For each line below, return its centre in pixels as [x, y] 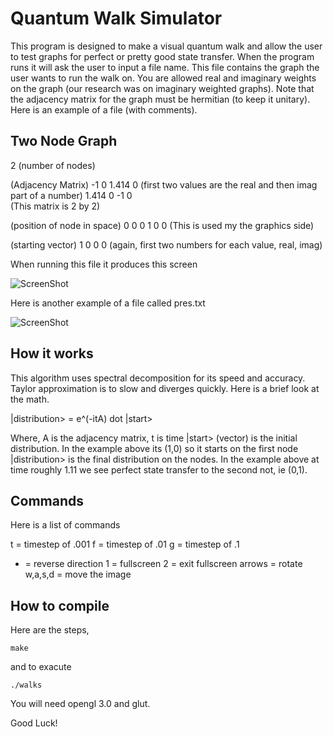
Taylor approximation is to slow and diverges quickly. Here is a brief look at [165, 388]
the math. [30, 399]
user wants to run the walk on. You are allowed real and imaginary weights [163, 78]
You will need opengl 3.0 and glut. [80, 704]
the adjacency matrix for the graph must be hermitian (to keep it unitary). [160, 99]
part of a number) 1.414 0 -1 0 [71, 195]
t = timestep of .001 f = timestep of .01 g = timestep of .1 [125, 544]
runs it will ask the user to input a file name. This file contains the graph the [165, 67]
